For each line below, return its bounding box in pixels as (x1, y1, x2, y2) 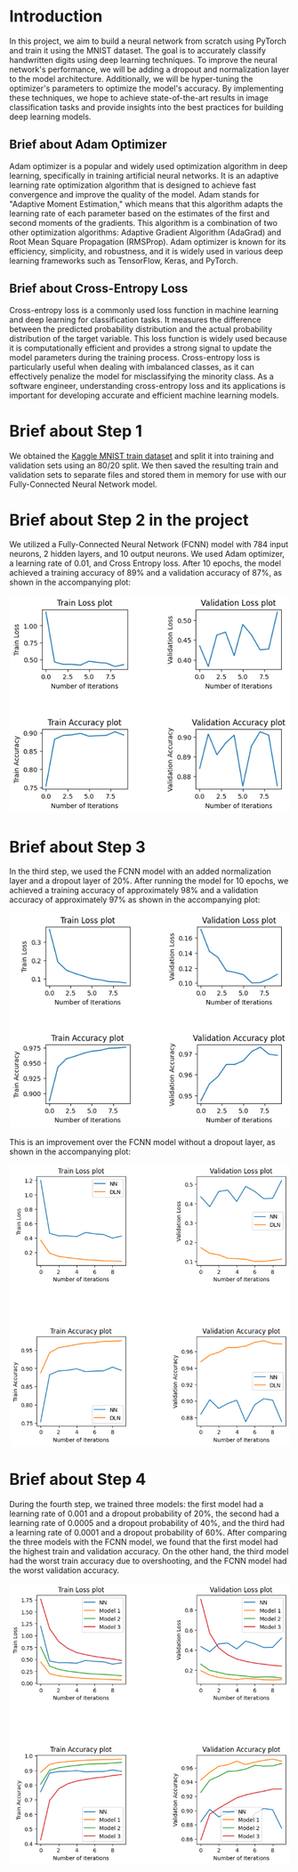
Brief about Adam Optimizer (9, 137, 167, 152)
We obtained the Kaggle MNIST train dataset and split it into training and (9, 450, 274, 461)
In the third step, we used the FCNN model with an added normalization (9, 866, 271, 877)
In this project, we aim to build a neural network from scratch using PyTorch (9, 36, 287, 46)
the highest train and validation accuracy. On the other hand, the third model (9, 1545, 289, 1556)
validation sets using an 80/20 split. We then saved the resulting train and (9, 460, 278, 471)
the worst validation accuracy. (9, 1564, 120, 1576)
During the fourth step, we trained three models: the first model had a (9, 1498, 264, 1509)
